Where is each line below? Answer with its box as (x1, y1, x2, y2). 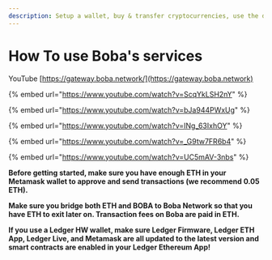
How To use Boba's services (8, 46, 203, 65)
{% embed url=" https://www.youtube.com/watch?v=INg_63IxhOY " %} (8, 121, 243, 130)
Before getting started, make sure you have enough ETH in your (8, 168, 227, 177)
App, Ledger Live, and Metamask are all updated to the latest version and (8, 233, 259, 243)
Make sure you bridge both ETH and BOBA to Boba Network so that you (8, 200, 253, 211)
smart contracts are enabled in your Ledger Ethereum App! (8, 242, 210, 252)
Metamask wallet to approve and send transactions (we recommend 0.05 (8, 176, 260, 186)
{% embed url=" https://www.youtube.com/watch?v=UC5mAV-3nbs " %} (8, 151, 249, 162)
